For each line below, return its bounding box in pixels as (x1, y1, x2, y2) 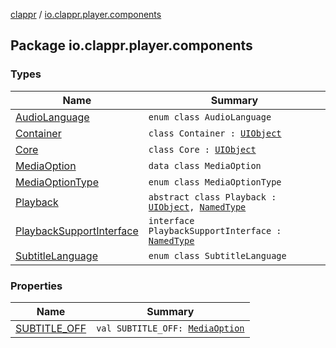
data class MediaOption (148, 160, 262, 171)
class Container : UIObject (148, 127, 282, 139)
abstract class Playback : (148, 191, 277, 203)
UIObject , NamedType (148, 201, 247, 213)
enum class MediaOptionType (148, 176, 282, 188)
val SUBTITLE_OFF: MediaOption (96, 322, 245, 334)
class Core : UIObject (148, 144, 257, 155)
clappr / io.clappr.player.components (10, 9, 162, 20)
